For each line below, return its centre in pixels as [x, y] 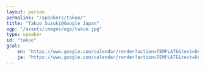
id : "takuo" [21, 40]
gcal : [13, 46]
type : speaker [24, 35]
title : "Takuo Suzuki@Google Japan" [53, 23]
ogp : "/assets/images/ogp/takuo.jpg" [54, 29]
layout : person [26, 12]
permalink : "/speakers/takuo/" [46, 18]
